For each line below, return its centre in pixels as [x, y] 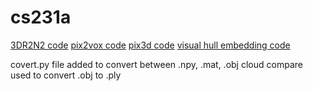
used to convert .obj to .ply [66, 75]
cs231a [41, 17]
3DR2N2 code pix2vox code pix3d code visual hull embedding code [150, 45]
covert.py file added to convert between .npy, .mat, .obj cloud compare [156, 64]
